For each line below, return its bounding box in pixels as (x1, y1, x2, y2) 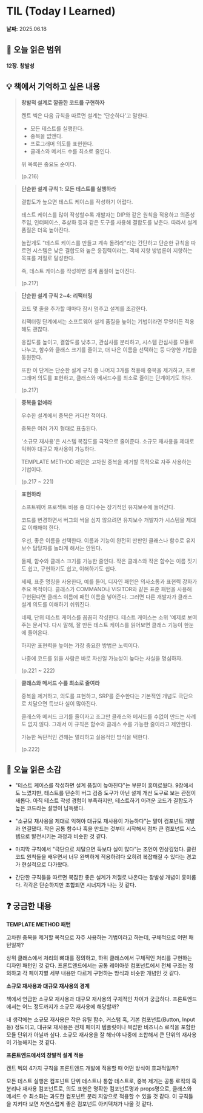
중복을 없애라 (21, 398, 53, 406)
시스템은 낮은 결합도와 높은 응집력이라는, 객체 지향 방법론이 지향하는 (32, 246, 193, 254)
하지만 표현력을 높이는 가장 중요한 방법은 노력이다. (21, 642, 139, 649)
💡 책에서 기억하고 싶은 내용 (6, 81, 101, 92)
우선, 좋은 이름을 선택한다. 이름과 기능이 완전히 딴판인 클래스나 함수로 (21, 536, 185, 544)
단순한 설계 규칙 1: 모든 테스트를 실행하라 (21, 185, 116, 192)
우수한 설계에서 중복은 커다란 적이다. (21, 412, 107, 419)
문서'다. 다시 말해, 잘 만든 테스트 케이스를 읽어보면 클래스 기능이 (32, 621, 183, 628)
